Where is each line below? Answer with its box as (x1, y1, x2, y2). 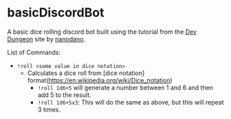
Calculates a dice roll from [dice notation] (27, 69, 145, 77)
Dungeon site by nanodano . (7, 34, 86, 43)
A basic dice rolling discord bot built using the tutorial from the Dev (7, 28, 197, 36)
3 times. (37, 105, 60, 113)
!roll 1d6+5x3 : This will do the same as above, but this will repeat (37, 98, 225, 106)
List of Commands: (7, 48, 61, 56)
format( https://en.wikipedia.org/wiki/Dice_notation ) (27, 76, 173, 84)
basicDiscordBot (7, 5, 104, 21)
